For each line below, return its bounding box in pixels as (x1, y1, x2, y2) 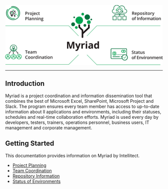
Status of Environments (12, 178, 61, 184)
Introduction (5, 79, 45, 88)
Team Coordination (12, 167, 52, 173)
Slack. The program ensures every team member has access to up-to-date (5, 103, 159, 109)
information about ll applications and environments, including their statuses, (5, 108, 161, 115)
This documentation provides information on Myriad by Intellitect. (5, 152, 140, 158)
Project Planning (12, 162, 46, 168)
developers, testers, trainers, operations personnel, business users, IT (5, 119, 149, 125)
